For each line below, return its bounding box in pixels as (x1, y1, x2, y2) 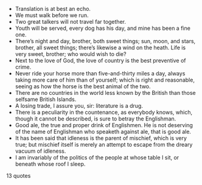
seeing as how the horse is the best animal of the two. (15, 83, 151, 90)
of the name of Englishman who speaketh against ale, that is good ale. (15, 128, 192, 135)
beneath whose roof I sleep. (15, 161, 86, 167)
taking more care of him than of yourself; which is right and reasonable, (15, 76, 195, 83)
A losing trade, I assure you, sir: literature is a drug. (15, 102, 143, 109)
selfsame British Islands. (15, 96, 77, 103)
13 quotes (6, 172, 31, 179)
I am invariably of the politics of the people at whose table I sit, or (15, 154, 179, 161)
